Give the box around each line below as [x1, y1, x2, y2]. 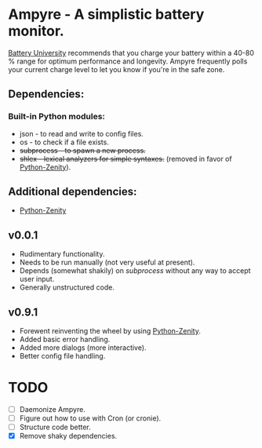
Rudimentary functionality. [19, 249, 105, 259]
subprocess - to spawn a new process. [19, 145, 147, 155]
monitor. [8, 22, 64, 40]
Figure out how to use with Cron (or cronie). [19, 413, 162, 423]
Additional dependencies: [8, 185, 137, 199]
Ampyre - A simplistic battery [8, 5, 205, 24]
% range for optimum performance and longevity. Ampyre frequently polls [8, 56, 248, 66]
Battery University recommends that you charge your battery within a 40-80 [8, 48, 255, 57]
